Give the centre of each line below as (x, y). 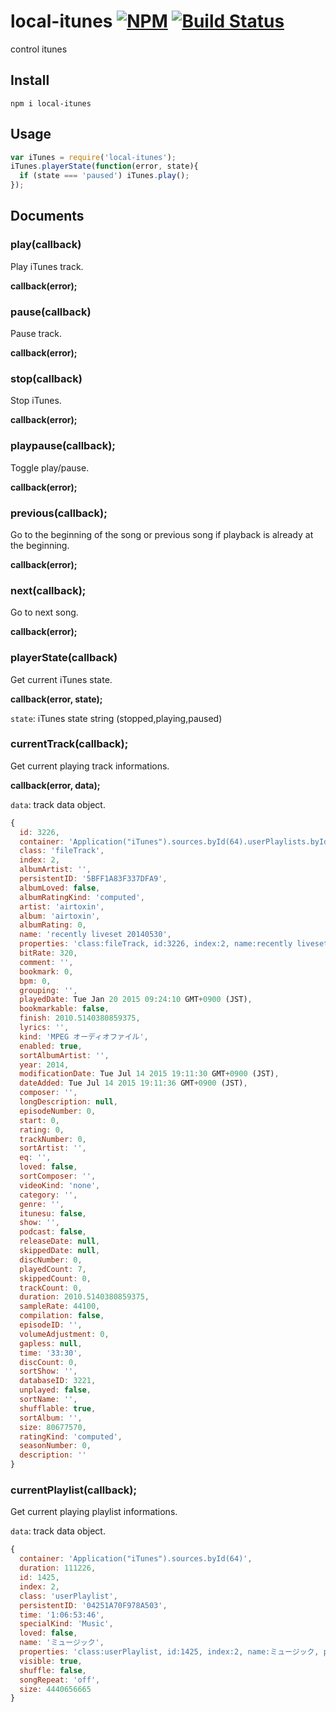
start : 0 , (39, 1120)
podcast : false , (53, 1232)
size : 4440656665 (55, 1689)
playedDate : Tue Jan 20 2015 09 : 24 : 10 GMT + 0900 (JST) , (136, 1000)
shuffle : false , (53, 1670)
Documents (47, 216)
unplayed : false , (55, 1390)
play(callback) (46, 245)
